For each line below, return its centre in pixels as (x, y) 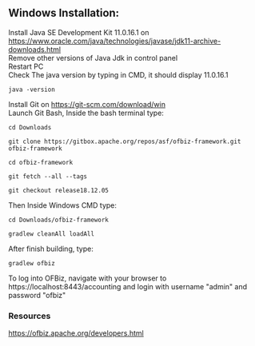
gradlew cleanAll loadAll (51, 234)
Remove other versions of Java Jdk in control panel (93, 58)
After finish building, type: (51, 249)
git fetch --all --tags (48, 176)
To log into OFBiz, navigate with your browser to (88, 278)
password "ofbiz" (37, 295)
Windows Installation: (64, 13)
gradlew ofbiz (32, 263)
